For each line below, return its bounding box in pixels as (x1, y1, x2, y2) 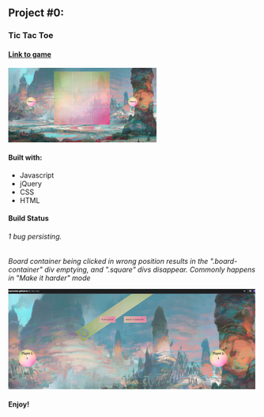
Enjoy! (8, 400, 30, 409)
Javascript (19, 170, 55, 180)
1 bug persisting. (8, 231, 62, 241)
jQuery (19, 178, 42, 188)
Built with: (8, 153, 43, 163)
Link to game (8, 49, 51, 58)
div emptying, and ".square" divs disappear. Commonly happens (44, 265, 255, 274)
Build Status (8, 213, 49, 224)
